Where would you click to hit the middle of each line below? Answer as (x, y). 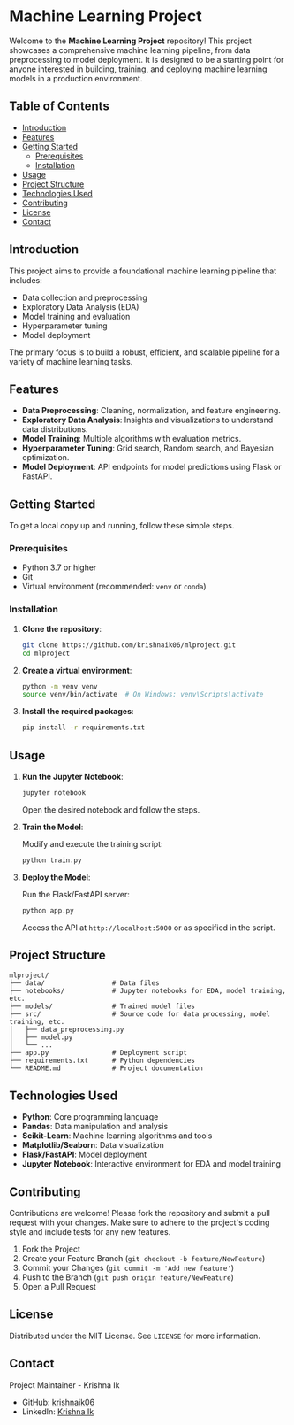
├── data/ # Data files (85, 983)
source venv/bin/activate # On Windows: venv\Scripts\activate (143, 695)
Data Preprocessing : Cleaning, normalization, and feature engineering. (151, 411)
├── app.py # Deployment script (98, 1053)
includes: (26, 280)
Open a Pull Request (59, 1287)
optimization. (45, 458)
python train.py (52, 860)
